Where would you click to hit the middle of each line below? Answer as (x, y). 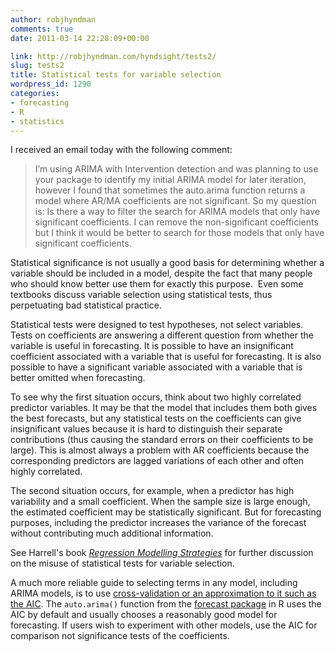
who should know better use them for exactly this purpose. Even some (157, 284)
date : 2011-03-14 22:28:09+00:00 (80, 38)
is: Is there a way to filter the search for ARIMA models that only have (177, 212)
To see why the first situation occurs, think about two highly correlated (156, 397)
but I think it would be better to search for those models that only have (179, 233)
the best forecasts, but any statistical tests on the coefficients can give (156, 418)
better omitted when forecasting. (78, 378)
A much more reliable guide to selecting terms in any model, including (154, 583)
